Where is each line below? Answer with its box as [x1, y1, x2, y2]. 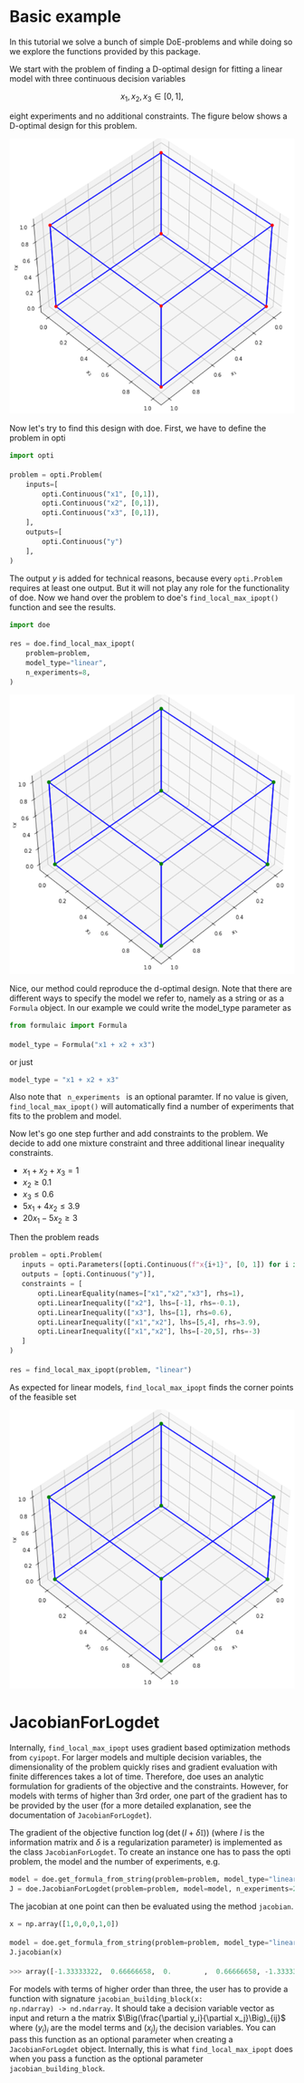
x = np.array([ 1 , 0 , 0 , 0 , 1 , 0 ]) [9, 1919, 119, 1928]
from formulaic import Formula [9, 1021, 128, 1030]
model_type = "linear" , [25, 659, 107, 668]
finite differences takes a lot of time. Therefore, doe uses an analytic [9, 1770, 264, 1782]
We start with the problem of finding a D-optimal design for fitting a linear [9, 63, 283, 74]
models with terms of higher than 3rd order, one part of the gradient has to [9, 1790, 288, 1801]
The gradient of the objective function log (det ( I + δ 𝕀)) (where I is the [9, 1826, 265, 1837]
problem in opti [9, 432, 66, 443]
